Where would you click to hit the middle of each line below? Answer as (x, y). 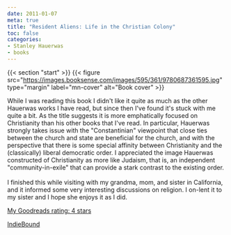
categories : (24, 40)
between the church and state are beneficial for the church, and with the (111, 137)
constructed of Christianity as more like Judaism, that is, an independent (111, 160)
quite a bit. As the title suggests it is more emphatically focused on (103, 115)
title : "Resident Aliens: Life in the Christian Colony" (91, 26)
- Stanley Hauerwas (35, 46)
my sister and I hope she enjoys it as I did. (67, 197)
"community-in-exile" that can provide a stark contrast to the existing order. (116, 167)
